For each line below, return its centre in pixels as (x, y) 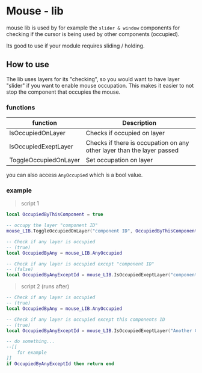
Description (139, 123)
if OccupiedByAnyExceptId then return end (60, 364)
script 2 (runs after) (45, 287)
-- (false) (20, 269)
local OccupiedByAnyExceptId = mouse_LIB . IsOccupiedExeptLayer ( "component (102, 275)
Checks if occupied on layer (125, 133)
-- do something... (31, 341)
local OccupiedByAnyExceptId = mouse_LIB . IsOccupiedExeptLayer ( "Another (99, 331)
